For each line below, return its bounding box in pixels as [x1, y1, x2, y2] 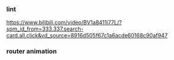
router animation [6, 47, 57, 56]
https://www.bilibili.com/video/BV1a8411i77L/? [6, 19, 122, 26]
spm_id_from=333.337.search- [6, 25, 84, 32]
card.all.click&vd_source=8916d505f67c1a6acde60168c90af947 [6, 32, 168, 39]
